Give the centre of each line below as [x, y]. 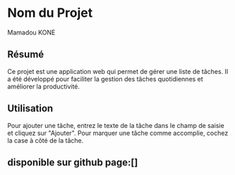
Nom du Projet [50, 13]
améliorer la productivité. [43, 86]
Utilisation [30, 109]
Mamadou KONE [31, 32]
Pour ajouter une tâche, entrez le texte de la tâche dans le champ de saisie [116, 125]
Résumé [26, 54]
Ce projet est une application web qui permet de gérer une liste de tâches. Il [118, 71]
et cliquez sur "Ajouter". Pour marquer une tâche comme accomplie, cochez [118, 133]
